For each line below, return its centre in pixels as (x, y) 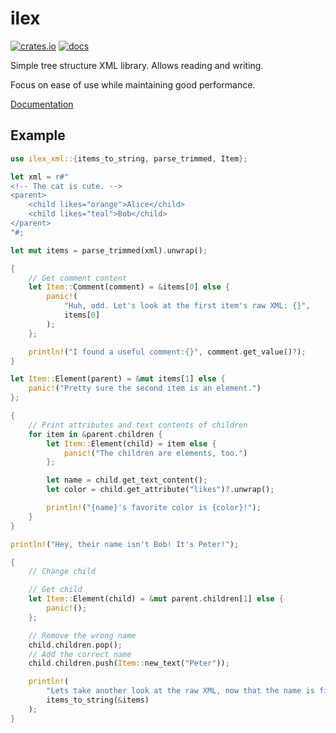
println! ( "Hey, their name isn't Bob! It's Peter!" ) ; (125, 544)
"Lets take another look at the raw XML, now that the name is (180, 691)
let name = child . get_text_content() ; (127, 480)
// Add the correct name (80, 654)
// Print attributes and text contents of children (138, 425)
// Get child (55, 590)
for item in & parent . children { (95, 434)
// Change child (62, 572)
